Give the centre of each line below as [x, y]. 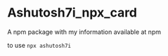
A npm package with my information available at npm [84, 32]
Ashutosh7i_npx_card [72, 13]
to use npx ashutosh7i [39, 45]
